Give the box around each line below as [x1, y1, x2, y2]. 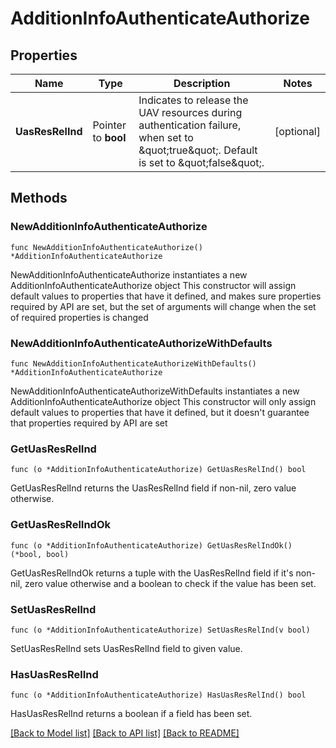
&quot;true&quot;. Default [138, 143, 258, 157]
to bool [92, 131, 127, 144]
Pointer [92, 118, 127, 132]
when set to [138, 131, 194, 144]
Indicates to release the [138, 93, 249, 107]
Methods [10, 190, 68, 207]
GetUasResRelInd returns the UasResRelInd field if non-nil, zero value [10, 482, 297, 494]
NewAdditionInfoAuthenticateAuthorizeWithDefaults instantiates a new [10, 385, 300, 397]
